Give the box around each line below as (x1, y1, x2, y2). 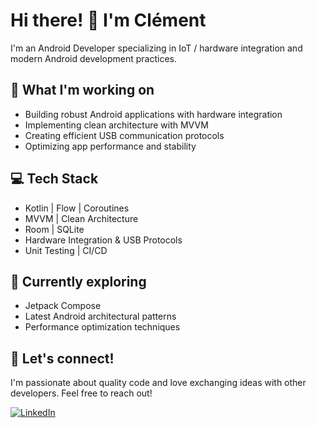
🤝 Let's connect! (10, 350, 115, 367)
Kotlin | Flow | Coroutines (24, 202, 130, 214)
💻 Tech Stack (10, 170, 99, 188)
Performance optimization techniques (24, 321, 181, 333)
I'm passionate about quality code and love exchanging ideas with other (10, 377, 307, 389)
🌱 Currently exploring (10, 273, 147, 290)
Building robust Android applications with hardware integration (24, 108, 283, 120)
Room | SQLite (24, 223, 85, 235)
